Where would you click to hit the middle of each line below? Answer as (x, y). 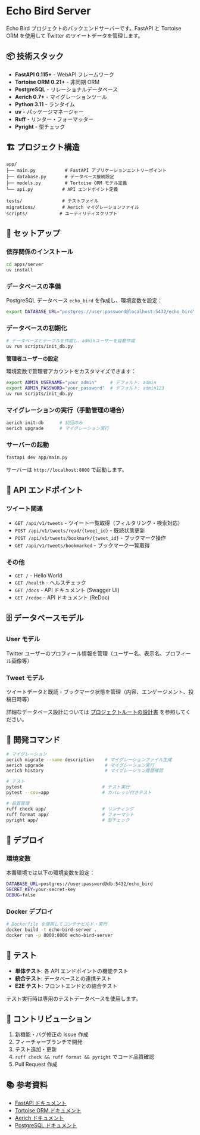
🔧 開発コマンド (33, 740)
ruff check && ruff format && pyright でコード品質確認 (85, 1057)
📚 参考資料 (27, 1085)
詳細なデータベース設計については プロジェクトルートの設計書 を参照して (96, 712)
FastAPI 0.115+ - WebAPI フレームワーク (64, 74)
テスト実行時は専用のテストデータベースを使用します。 (74, 998)
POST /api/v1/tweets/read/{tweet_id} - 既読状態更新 (80, 530)
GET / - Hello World (38, 576)
